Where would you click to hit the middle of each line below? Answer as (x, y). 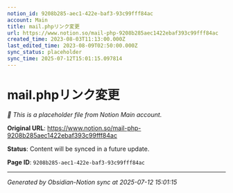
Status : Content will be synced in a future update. (78, 149)
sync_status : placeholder (44, 53)
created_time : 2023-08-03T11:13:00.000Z (67, 39)
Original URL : (27, 128)
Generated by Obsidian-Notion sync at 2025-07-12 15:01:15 (92, 182)
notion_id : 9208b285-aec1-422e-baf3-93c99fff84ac (80, 13)
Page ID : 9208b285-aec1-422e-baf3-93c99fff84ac (76, 162)
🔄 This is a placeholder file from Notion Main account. (85, 114)
